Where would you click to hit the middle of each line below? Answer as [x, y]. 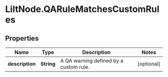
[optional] [149, 64]
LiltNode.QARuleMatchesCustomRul [82, 9]
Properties [22, 38]
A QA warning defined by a [92, 61]
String [48, 64]
